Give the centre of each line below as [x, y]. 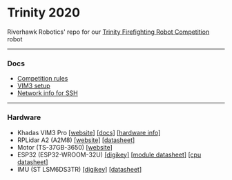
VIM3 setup [33, 86]
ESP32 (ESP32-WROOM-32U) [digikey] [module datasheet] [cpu [109, 154]
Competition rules [42, 79]
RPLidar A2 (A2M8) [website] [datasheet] [76, 140]
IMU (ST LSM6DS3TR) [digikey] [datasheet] [79, 169]
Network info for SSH [47, 93]
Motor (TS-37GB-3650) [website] [65, 147]
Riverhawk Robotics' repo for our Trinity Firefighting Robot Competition [108, 32]
